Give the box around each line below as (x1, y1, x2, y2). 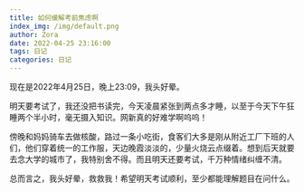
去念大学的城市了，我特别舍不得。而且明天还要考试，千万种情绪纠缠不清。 (9, 154, 287, 164)
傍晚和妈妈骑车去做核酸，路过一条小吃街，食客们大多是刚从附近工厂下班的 (9, 131, 287, 141)
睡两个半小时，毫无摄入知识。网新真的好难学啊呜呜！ (9, 112, 208, 122)
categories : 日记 (9, 55, 72, 64)
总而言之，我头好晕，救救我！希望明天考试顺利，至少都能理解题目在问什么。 (9, 173, 295, 184)
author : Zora (9, 30, 59, 39)
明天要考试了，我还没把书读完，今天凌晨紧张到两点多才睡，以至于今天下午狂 (9, 101, 295, 111)
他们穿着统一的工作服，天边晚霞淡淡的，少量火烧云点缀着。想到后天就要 (24, 142, 295, 153)
